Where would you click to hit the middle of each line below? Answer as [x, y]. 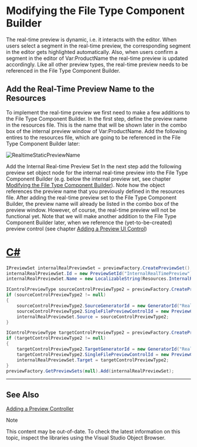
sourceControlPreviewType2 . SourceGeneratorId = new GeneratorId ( [98, 306]
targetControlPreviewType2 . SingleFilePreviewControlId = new [93, 354]
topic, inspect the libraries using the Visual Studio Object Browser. [86, 438]
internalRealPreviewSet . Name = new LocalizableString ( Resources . [87, 279]
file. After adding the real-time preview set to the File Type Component [91, 197]
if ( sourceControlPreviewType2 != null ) [56, 295]
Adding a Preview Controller [40, 409]
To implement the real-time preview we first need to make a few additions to [98, 112]
